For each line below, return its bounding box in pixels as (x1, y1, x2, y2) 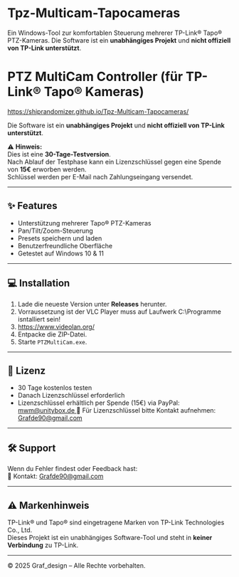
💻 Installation (7, 277, 70, 290)
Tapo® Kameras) (43, 84, 144, 100)
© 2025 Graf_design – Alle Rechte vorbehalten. (7, 561, 146, 570)
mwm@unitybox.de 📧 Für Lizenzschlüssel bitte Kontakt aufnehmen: (17, 406, 216, 415)
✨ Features (7, 200, 58, 212)
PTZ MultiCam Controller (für (7, 69, 184, 85)
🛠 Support (7, 442, 56, 454)
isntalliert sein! (17, 314, 60, 323)
